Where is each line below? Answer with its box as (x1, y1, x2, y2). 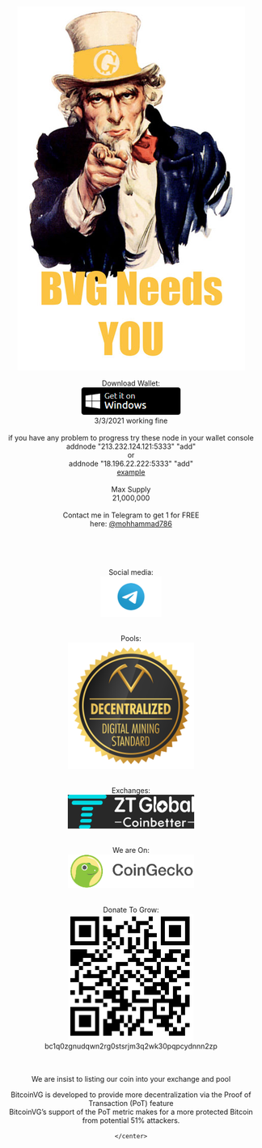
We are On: (112, 846, 150, 855)
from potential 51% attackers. (82, 1116, 180, 1125)
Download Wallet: (101, 378, 161, 388)
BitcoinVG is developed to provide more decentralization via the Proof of (11, 1090, 251, 1099)
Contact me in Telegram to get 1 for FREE (62, 510, 200, 520)
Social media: (108, 568, 154, 576)
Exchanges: (111, 786, 151, 795)
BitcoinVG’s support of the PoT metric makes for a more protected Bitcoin (8, 1107, 254, 1116)
